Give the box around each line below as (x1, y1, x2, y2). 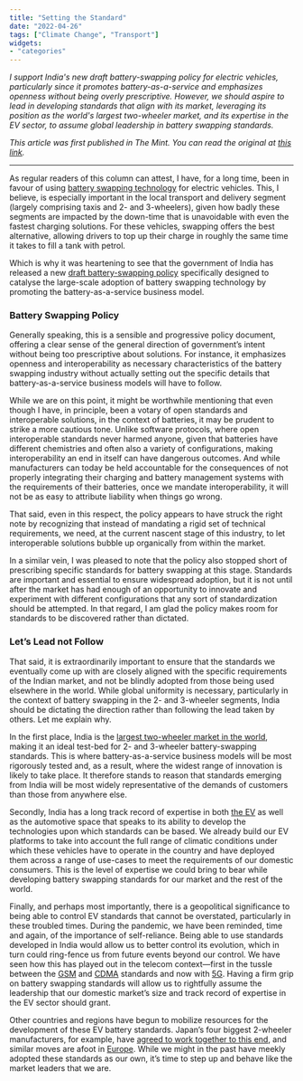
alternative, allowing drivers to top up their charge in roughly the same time (9, 231, 289, 242)
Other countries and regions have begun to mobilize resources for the (9, 1014, 269, 1025)
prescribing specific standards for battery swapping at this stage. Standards (9, 564, 293, 575)
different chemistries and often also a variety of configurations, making (9, 443, 273, 454)
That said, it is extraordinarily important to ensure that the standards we (9, 656, 276, 667)
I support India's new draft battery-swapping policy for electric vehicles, (9, 71, 279, 82)
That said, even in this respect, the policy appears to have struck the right (9, 508, 283, 520)
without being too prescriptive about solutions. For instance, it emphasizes (9, 349, 287, 360)
